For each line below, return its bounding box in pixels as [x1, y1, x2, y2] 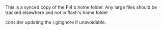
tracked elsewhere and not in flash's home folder [5, 9, 109, 15]
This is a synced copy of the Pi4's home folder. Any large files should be [5, 4, 157, 10]
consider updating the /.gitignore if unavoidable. [5, 19, 106, 25]
